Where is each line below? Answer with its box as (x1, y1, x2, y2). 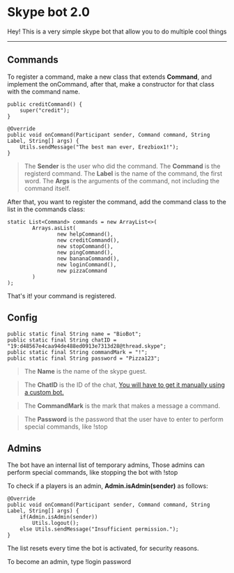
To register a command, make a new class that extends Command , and (7, 72, 212, 81)
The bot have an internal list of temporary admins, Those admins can (7, 461, 205, 469)
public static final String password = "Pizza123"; (7, 355, 160, 362)
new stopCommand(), (56, 243, 114, 250)
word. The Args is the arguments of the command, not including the (24, 176, 220, 185)
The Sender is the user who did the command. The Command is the (24, 162, 221, 170)
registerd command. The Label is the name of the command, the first (24, 169, 223, 178)
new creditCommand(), (56, 236, 120, 244)
